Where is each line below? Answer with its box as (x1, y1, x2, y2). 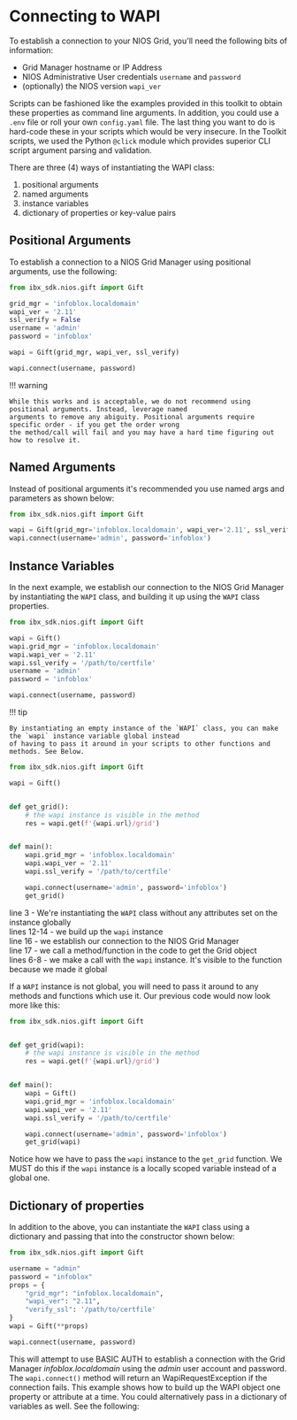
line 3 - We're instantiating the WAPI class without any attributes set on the (9, 907, 278, 917)
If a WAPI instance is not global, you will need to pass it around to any (9, 980, 259, 992)
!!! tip (9, 707, 28, 718)
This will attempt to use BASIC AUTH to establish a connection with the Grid (9, 1354, 286, 1364)
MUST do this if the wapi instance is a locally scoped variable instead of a (9, 1163, 277, 1174)
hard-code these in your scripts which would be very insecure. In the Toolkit (9, 126, 287, 136)
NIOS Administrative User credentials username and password (21, 71, 241, 81)
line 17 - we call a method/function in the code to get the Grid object (9, 945, 257, 956)
